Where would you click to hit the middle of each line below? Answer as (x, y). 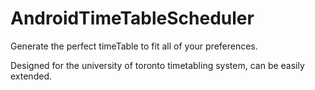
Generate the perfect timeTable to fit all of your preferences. (134, 46)
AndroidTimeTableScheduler (132, 18)
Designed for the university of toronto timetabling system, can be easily (157, 65)
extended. (31, 76)
